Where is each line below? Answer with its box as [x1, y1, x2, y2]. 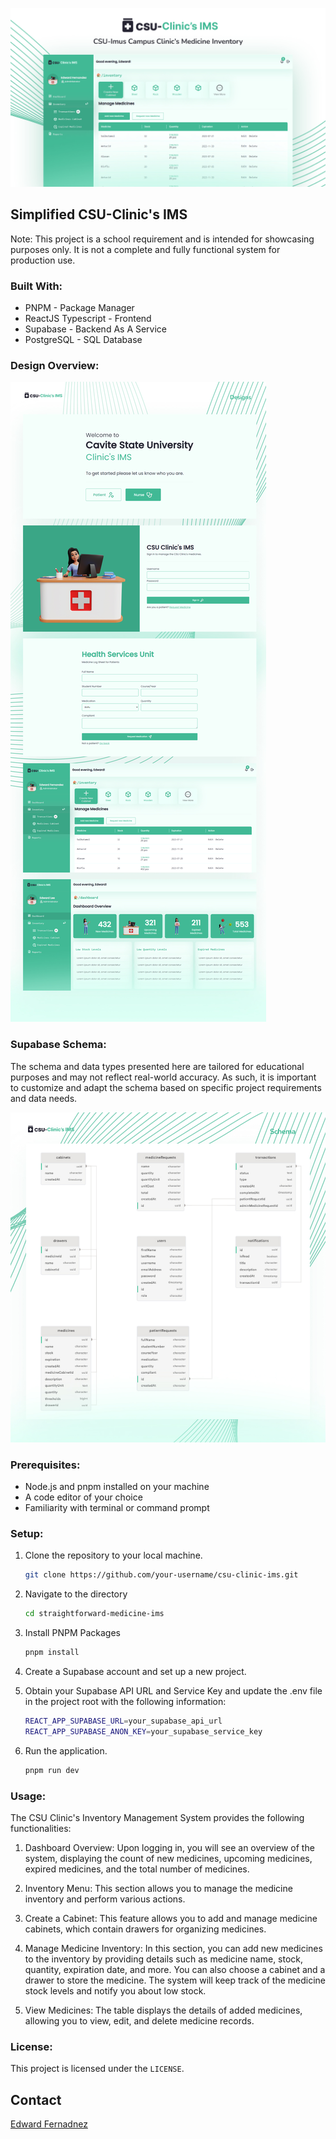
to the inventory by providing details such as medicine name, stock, [24, 1953, 304, 1965]
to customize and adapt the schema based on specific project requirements [10, 1081, 322, 1093]
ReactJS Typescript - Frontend [24, 313, 152, 325]
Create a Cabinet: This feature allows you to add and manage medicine [24, 1913, 318, 1925]
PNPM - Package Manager [24, 302, 135, 314]
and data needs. [10, 1092, 78, 1104]
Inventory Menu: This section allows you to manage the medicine [24, 1883, 293, 1895]
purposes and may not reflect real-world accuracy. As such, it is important [10, 1071, 317, 1083]
